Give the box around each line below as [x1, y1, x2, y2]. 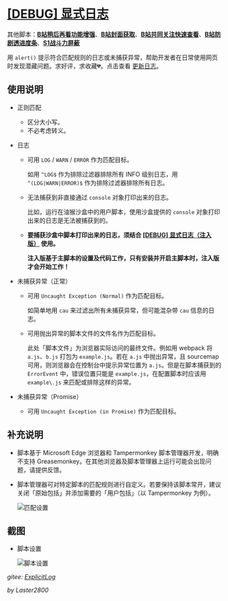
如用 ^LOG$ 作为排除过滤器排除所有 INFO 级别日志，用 [27, 170, 178, 178]
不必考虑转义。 [27, 126, 70, 134]
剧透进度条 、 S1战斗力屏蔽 [7, 38, 80, 47]
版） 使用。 [27, 239, 60, 247]
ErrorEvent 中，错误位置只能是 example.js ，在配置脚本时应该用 [27, 369, 207, 377]
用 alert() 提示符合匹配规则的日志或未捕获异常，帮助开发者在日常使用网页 [7, 53, 218, 62]
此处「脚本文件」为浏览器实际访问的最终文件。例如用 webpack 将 [27, 344, 213, 352]
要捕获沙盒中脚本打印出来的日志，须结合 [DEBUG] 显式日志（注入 [27, 231, 212, 239]
